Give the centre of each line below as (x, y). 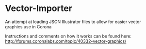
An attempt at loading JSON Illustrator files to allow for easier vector (73, 22)
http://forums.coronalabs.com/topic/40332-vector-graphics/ (66, 41)
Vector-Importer (39, 8)
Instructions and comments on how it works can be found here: (68, 36)
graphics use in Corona (28, 26)
